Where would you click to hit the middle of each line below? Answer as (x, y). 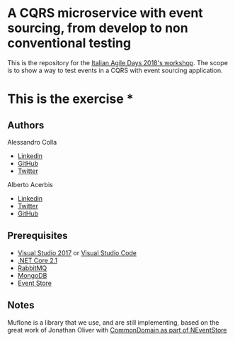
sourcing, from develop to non (98, 28)
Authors (26, 125)
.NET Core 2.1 (38, 260)
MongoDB (32, 275)
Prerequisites (38, 236)
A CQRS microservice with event (105, 13)
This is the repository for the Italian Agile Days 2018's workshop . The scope (118, 62)
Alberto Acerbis (30, 184)
